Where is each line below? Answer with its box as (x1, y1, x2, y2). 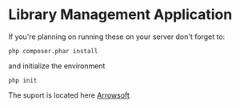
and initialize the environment (8, 61, 106, 71)
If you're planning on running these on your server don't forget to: (8, 32, 226, 41)
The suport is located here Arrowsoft (8, 90, 130, 100)
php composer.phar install (8, 47, 98, 55)
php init (8, 76, 38, 84)
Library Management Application (8, 6, 233, 24)
